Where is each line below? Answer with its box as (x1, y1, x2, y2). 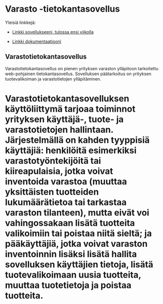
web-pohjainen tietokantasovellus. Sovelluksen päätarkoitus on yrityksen (5, 71, 152, 77)
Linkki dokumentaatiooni (12, 38, 62, 44)
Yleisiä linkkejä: (5, 20, 36, 25)
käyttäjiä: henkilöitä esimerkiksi (5, 145, 137, 156)
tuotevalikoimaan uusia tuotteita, (5, 269, 141, 280)
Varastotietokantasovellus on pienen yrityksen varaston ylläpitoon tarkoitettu (5, 65, 159, 71)
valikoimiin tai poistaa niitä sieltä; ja (5, 228, 152, 239)
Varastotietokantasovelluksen (5, 93, 129, 104)
